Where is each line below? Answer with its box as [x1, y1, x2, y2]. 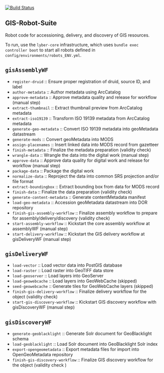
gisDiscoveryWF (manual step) [12, 304, 75, 310]
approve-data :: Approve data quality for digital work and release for [12, 157, 150, 163]
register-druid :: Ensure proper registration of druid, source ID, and [12, 78, 150, 84]
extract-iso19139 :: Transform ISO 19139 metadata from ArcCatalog [12, 115, 150, 121]
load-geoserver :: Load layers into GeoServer [12, 273, 104, 279]
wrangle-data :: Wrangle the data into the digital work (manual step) [12, 152, 149, 158]
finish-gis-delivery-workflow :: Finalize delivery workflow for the [12, 288, 147, 294]
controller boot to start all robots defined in [5, 47, 96, 53]
